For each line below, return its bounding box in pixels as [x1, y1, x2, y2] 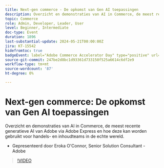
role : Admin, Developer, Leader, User [5, 21, 84, 26]
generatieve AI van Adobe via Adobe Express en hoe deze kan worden [5, 128, 147, 134]
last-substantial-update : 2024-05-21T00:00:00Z [5, 39, 104, 44]
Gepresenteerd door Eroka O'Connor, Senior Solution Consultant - [12, 143, 145, 148]
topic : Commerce [5, 16, 38, 21]
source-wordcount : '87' [5, 67, 54, 72]
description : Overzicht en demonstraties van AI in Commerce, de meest [5, 12, 154, 17]
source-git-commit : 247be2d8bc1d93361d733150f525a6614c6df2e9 [5, 57, 134, 62]
